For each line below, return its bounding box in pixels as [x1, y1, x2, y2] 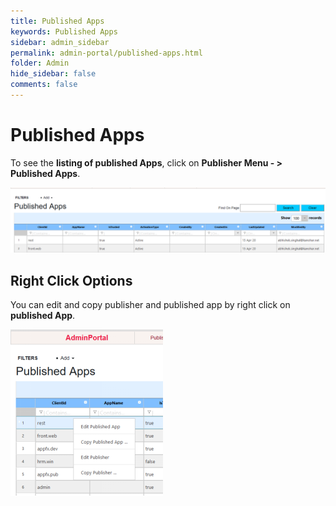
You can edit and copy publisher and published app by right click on [10, 298, 291, 310]
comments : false [10, 80, 78, 90]
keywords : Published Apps [10, 26, 118, 37]
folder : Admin [10, 58, 70, 69]
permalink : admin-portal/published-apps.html [10, 48, 203, 58]
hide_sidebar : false [10, 69, 97, 79]
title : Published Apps [10, 16, 105, 26]
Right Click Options [10, 272, 133, 289]
